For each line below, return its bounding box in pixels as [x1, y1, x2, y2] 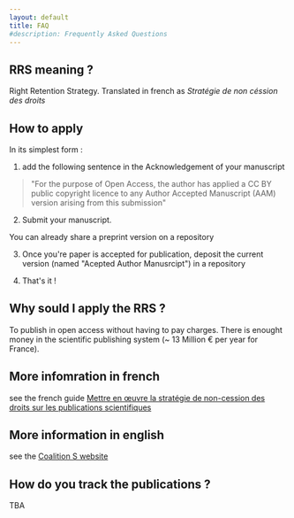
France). [9, 343, 40, 354]
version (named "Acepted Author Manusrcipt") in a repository [21, 259, 245, 268]
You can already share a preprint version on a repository [9, 232, 215, 242]
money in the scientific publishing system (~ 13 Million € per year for [9, 334, 259, 344]
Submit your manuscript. [21, 214, 112, 225]
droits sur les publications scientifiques [9, 402, 152, 413]
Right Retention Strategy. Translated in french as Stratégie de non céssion [9, 86, 278, 97]
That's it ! [21, 275, 57, 286]
